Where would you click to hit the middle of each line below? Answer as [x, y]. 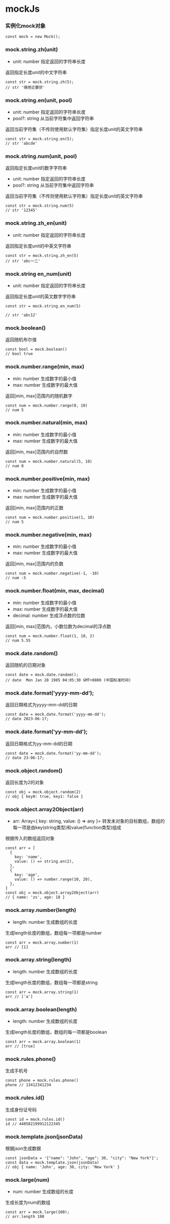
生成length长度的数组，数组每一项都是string [52, 982]
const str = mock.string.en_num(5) [43, 306]
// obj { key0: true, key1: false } [44, 796]
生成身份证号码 [21, 1109]
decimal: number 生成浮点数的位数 [49, 615]
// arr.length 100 [25, 1217]
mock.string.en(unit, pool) [39, 100]
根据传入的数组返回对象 [30, 838]
